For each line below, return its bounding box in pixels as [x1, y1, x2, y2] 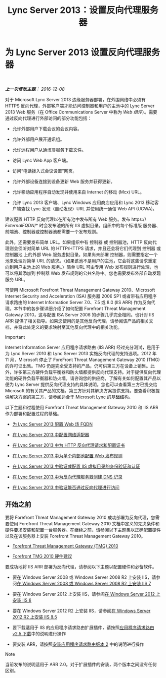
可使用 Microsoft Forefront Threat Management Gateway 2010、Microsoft [5, 287, 155, 293]
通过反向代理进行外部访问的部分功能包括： [5, 115, 92, 121]
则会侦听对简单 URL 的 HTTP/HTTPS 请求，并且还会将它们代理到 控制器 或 [9, 245, 161, 251]
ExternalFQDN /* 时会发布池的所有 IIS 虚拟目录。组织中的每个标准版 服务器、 [5, 222, 161, 228]
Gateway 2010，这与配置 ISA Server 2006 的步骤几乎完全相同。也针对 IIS [5, 311, 155, 317]
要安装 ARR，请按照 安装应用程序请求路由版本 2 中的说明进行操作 [12, 641, 144, 647]
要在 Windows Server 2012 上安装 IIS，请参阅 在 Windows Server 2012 [12, 591, 155, 597]
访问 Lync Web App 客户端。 [12, 157, 71, 163]
